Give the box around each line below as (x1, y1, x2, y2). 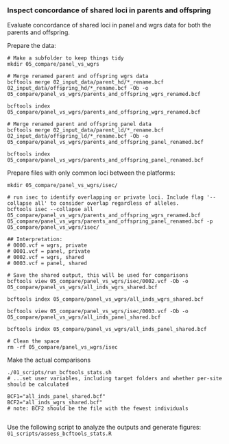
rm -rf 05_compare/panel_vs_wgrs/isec (7, 344, 118, 351)
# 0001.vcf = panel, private (7, 248, 91, 255)
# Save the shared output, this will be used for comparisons (7, 272, 189, 279)
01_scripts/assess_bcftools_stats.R (7, 430, 112, 437)
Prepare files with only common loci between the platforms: (7, 169, 176, 177)
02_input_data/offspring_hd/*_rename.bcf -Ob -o (7, 85, 149, 92)
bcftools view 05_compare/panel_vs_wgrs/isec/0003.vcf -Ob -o (7, 308, 189, 315)
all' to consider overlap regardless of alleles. (34, 200, 180, 207)
